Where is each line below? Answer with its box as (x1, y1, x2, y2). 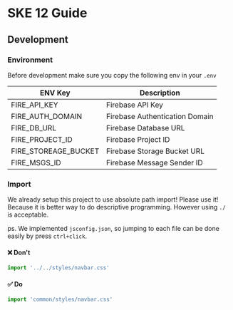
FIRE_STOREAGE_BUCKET (11, 146, 100, 156)
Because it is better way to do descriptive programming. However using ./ (7, 203, 226, 212)
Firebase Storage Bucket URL (105, 146, 205, 156)
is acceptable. (7, 210, 48, 219)
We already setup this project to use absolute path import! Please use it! (7, 195, 219, 204)
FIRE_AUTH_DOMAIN (11, 111, 83, 121)
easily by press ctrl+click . (7, 232, 88, 240)
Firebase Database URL (105, 123, 185, 133)
